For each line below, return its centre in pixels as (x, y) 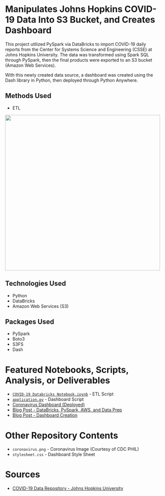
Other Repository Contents (62, 435)
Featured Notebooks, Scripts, (67, 370)
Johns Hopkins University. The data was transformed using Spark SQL (77, 55)
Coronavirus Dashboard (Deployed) (49, 405)
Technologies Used (35, 284)
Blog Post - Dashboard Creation (45, 415)
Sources (23, 475)
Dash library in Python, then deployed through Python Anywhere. (72, 80)
